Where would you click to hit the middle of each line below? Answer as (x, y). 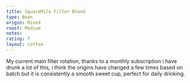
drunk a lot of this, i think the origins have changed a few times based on (94, 67)
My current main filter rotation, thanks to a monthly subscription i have (91, 61)
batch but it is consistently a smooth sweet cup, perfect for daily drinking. (96, 74)
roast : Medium (24, 28)
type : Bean (19, 17)
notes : (14, 34)
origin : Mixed (24, 22)
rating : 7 (18, 39)
